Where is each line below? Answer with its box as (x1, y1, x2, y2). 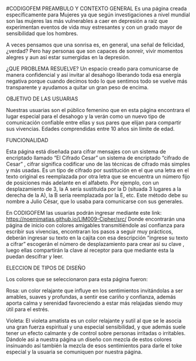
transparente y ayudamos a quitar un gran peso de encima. (6, 84, 149, 90)
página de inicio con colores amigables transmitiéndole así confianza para (6, 222, 185, 228)
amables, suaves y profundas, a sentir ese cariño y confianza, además (6, 293, 176, 300)
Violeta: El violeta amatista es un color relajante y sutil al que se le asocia (6, 317, 182, 324)
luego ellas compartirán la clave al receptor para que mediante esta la (6, 247, 174, 254)
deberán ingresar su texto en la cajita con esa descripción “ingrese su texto (6, 234, 188, 241)
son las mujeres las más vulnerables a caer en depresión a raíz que (6, 18, 169, 24)
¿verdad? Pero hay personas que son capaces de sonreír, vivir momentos (6, 48, 183, 55)
